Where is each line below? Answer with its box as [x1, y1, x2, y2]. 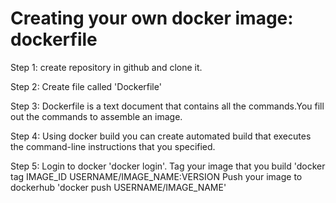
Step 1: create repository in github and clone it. [10, 61, 203, 73]
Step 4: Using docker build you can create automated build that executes [10, 130, 312, 142]
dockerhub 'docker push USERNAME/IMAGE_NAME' [10, 181, 227, 193]
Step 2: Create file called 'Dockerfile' [10, 80, 162, 92]
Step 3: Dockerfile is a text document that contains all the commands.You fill [10, 100, 325, 112]
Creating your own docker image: [10, 7, 294, 30]
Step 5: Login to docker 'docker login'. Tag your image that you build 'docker [10, 160, 326, 172]
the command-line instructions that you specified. [10, 140, 216, 152]
